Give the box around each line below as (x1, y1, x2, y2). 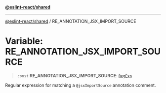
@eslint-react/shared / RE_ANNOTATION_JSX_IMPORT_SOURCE (5, 18, 137, 24)
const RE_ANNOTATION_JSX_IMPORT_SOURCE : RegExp (17, 72, 132, 78)
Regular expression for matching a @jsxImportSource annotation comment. (5, 82, 156, 88)
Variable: (5, 35, 43, 47)
